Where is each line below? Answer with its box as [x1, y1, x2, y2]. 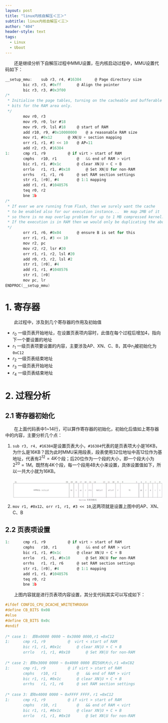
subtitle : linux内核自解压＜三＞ [5, 19, 69, 24]
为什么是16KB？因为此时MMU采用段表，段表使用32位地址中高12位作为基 [12, 449, 162, 455]
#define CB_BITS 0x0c [5, 618, 50, 623]
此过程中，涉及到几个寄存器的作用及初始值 [13, 319, 101, 325]
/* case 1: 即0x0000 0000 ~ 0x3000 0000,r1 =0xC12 [5, 634, 114, 639]
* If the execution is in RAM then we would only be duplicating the [7, 219, 155, 225]
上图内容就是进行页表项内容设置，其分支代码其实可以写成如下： [13, 592, 145, 598]
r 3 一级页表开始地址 [12, 363, 53, 370]
